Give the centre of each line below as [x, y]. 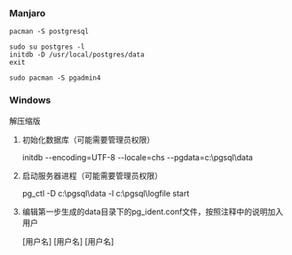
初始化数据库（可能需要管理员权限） [88, 139]
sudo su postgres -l [47, 47]
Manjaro [28, 13]
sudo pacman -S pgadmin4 [55, 78]
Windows [30, 100]
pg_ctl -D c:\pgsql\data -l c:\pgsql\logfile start [106, 193]
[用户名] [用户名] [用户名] [68, 241]
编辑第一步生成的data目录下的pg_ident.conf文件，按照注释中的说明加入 [153, 212]
